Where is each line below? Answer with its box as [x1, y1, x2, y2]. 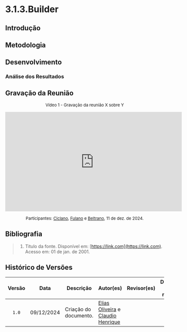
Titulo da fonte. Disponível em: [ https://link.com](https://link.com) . [25, 243, 163, 249]
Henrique [98, 318, 120, 325]
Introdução [5, 24, 41, 32]
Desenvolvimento [5, 58, 62, 67]
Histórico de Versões [5, 263, 73, 272]
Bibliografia [5, 230, 43, 239]
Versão [8, 284, 26, 292]
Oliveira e [98, 306, 121, 313]
